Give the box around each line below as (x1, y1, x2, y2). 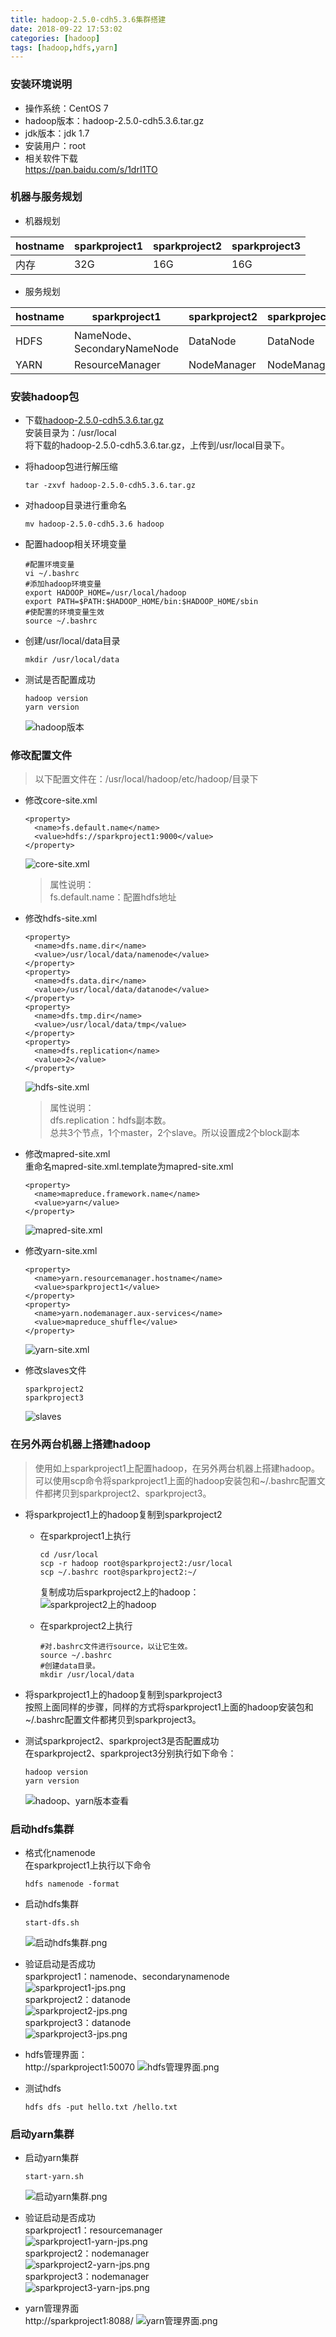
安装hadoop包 (10, 389, 80, 403)
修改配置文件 (10, 749, 73, 763)
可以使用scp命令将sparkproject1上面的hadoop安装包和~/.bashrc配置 (34, 1474, 317, 1486)
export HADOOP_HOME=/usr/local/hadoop (24, 588, 187, 598)
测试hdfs (24, 2082, 62, 2095)
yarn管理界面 (24, 2302, 80, 2315)
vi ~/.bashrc (24, 569, 80, 579)
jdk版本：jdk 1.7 (24, 127, 90, 139)
